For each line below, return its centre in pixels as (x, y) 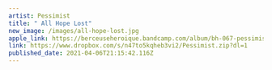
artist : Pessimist (39, 16)
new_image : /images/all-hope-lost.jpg (74, 31)
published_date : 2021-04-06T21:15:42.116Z (81, 53)
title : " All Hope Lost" (50, 23)
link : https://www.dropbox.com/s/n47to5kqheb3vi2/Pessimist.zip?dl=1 (128, 46)
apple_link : (28, 38)
